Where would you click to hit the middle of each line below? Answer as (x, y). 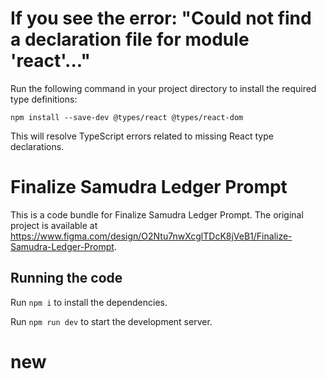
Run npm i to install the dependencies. (89, 302)
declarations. (37, 146)
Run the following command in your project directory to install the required (163, 88)
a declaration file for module (130, 39)
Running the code (66, 278)
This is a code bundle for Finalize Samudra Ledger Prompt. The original (157, 214)
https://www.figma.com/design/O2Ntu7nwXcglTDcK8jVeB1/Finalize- (151, 236)
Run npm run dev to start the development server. (111, 321)
